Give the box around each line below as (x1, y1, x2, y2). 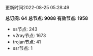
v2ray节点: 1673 (12, 33, 46, 38)
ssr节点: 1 (12, 45, 33, 51)
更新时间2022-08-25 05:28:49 (5, 5, 70, 10)
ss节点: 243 (12, 26, 38, 32)
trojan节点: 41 (12, 39, 41, 45)
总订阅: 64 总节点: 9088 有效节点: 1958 (5, 15, 88, 21)
